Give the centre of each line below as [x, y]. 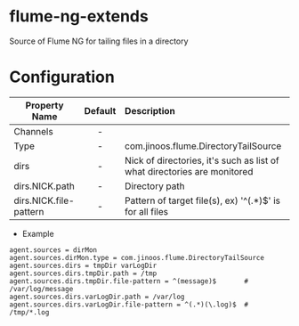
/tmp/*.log [29, 312]
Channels [33, 131]
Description [150, 110]
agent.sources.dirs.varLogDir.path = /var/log [97, 297]
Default [100, 110]
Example [38, 233]
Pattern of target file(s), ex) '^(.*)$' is [202, 200]
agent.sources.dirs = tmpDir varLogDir [83, 265]
